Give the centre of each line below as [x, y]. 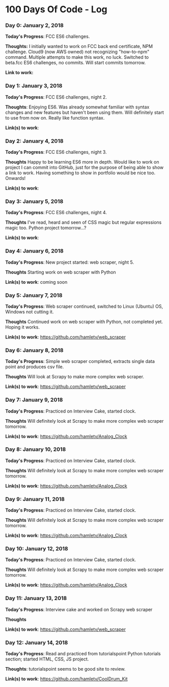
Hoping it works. [22, 327]
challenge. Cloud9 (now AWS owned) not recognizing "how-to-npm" [77, 52]
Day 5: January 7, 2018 [34, 295]
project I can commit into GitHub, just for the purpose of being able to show [84, 168]
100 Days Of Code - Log [57, 9]
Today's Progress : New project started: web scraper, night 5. [69, 262]
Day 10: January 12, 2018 [37, 549]
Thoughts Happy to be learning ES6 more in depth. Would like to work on [82, 162]
